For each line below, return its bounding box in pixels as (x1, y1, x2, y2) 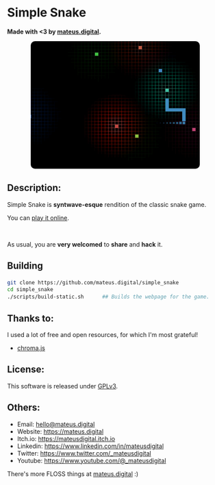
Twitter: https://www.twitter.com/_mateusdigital (16, 449, 152, 457)
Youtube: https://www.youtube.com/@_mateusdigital (16, 456, 166, 464)
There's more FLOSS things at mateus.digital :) (7, 469, 139, 477)
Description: (7, 182, 62, 194)
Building (7, 260, 43, 272)
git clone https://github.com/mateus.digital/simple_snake (7, 279, 179, 286)
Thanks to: (7, 312, 54, 324)
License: (7, 364, 45, 375)
